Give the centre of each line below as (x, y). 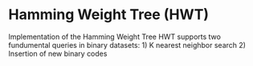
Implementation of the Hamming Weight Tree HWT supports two (114, 37)
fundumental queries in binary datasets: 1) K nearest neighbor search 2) (127, 45)
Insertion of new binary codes (58, 53)
